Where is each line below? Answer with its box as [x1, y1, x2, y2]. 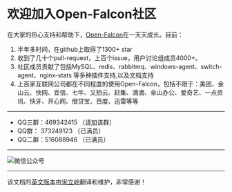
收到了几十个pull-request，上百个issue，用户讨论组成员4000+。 [17, 53, 202, 62]
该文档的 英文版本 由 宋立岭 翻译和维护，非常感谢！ [7, 177, 146, 186]
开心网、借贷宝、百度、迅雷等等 [47, 97, 139, 105]
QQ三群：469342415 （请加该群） [17, 118, 116, 126]
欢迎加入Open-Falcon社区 [7, 6, 157, 22]
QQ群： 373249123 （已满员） [17, 126, 105, 135]
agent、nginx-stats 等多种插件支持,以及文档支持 [17, 70, 154, 79]
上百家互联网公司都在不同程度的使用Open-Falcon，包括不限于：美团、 [17, 79, 218, 88]
